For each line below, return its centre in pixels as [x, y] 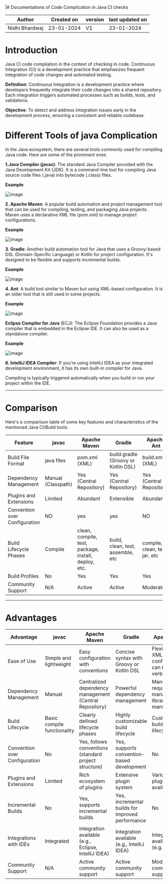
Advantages [31, 618]
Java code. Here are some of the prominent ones [56, 154]
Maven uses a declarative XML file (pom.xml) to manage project [71, 214]
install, [85, 555]
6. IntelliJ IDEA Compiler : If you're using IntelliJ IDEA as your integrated [79, 362]
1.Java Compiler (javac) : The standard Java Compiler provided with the [79, 164]
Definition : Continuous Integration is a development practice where [75, 84]
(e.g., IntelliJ [130, 844]
